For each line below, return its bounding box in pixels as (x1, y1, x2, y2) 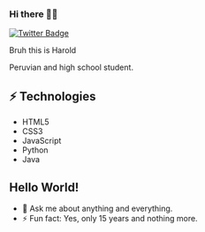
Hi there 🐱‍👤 (9, 8, 58, 20)
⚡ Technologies (9, 88, 96, 104)
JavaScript (21, 136, 62, 146)
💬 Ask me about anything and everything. (21, 203, 173, 213)
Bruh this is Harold (9, 45, 77, 56)
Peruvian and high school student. (9, 62, 134, 73)
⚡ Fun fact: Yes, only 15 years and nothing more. (21, 213, 198, 223)
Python (21, 145, 49, 155)
